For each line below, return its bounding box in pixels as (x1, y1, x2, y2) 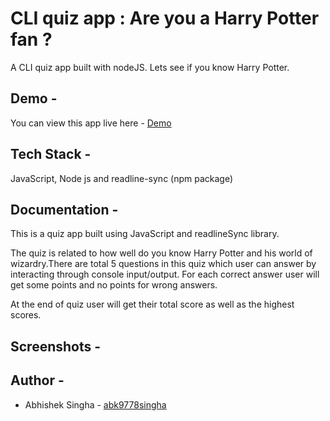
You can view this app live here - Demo (10, 117, 172, 129)
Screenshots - (10, 338, 102, 355)
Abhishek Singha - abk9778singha (24, 398, 167, 411)
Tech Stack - (10, 146, 92, 163)
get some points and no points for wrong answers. (10, 279, 218, 291)
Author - (10, 372, 65, 389)
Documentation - (10, 201, 119, 218)
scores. (10, 309, 42, 321)
